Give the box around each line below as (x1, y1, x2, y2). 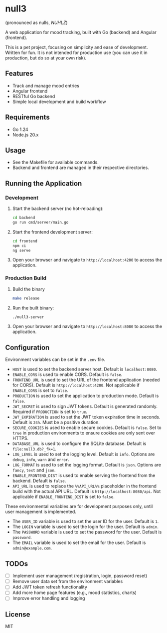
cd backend (12, 215, 35, 220)
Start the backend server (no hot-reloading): (12, 205, 104, 211)
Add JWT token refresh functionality (12, 584, 87, 590)
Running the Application (5, 179, 82, 187)
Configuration (5, 343, 50, 351)
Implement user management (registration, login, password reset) (12, 573, 148, 579)
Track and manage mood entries (12, 82, 80, 88)
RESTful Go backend (12, 93, 55, 99)
